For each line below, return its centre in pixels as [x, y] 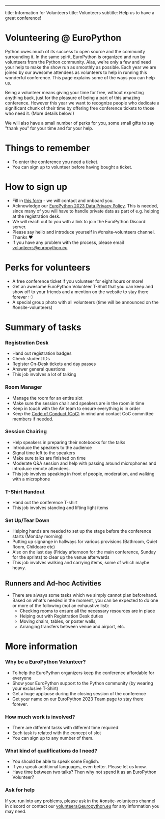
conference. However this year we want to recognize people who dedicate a [82, 103]
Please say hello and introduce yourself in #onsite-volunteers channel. [83, 232]
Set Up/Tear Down [27, 520]
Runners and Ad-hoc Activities [53, 583]
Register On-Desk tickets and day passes [54, 364]
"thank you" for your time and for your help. [49, 128]
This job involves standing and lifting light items [60, 508]
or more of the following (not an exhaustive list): [61, 606]
